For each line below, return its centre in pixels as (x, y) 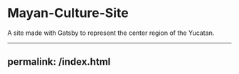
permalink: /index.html (59, 62)
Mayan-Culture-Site (68, 13)
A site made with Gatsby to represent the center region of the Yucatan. (111, 33)
